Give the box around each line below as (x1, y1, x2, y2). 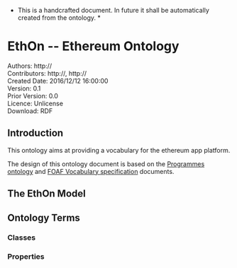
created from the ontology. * (17, 13, 101, 22)
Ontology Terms (7, 211, 80, 223)
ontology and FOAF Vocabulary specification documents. (7, 167, 175, 175)
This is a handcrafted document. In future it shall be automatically (17, 6, 209, 14)
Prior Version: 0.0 (7, 91, 59, 100)
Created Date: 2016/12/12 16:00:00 (7, 76, 109, 85)
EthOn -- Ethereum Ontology (7, 38, 180, 54)
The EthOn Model (7, 187, 87, 200)
